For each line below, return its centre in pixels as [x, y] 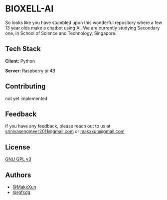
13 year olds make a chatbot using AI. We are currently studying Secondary [83, 27]
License [18, 147]
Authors [18, 175]
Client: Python [20, 61]
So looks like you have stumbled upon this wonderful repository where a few [84, 22]
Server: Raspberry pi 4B [30, 70]
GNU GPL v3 [18, 159]
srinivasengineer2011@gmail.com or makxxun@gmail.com [65, 131]
